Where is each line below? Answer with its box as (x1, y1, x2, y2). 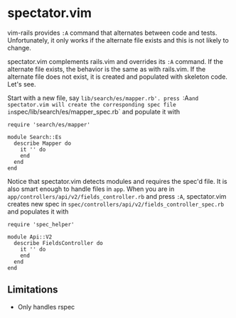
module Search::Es (7, 133, 62, 141)
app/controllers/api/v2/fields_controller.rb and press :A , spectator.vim (7, 192, 227, 200)
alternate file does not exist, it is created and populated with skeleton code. (7, 72, 227, 81)
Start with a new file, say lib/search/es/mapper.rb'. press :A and (7, 94, 199, 102)
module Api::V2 (7, 233, 53, 241)
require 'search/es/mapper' (7, 121, 91, 128)
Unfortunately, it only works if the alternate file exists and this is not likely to (7, 35, 229, 44)
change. (7, 43, 32, 52)
